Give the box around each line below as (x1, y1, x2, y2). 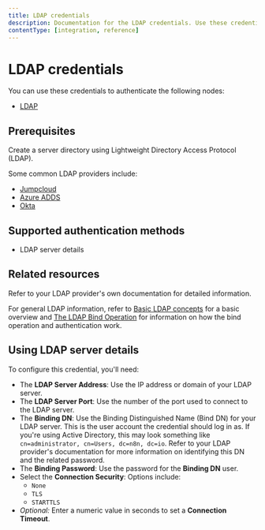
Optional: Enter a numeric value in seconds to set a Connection (19, 506, 227, 515)
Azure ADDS (19, 192, 61, 202)
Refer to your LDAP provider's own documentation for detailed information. (8, 289, 252, 298)
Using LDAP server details (8, 344, 140, 357)
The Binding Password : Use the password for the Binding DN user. (19, 463, 239, 473)
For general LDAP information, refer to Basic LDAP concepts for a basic (8, 304, 240, 313)
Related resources (8, 267, 100, 281)
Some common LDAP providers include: (8, 169, 138, 178)
